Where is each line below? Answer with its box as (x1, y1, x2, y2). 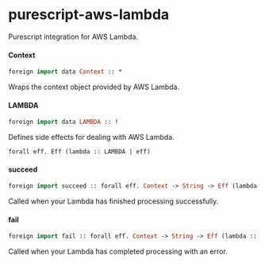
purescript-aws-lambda (8, 6, 170, 24)
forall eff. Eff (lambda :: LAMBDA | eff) (8, 148, 151, 156)
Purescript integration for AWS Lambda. (8, 32, 139, 41)
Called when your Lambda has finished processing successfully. (8, 196, 219, 206)
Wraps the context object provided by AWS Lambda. (8, 82, 180, 92)
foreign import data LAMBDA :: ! (8, 118, 119, 126)
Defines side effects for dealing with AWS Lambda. (8, 133, 175, 142)
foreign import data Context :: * (8, 68, 123, 76)
